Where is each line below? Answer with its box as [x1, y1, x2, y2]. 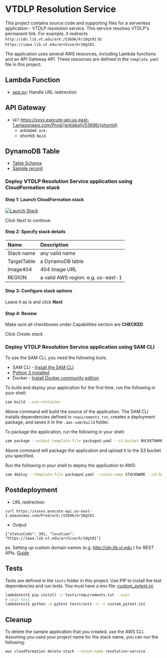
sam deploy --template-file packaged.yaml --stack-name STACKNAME [5, 472, 146, 477]
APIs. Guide [5, 549, 29, 556]
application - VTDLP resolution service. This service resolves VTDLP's [5, 25, 150, 31]
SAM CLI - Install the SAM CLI [12, 365, 74, 371]
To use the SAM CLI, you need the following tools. [5, 355, 108, 361]
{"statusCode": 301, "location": [5, 531, 75, 536]
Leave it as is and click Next [5, 299, 63, 305]
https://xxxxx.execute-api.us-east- [16, 509, 92, 514]
